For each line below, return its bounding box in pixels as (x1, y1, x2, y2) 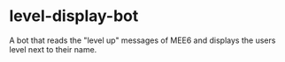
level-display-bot (9, 6, 139, 26)
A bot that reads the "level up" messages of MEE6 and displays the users (9, 35, 276, 45)
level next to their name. (9, 44, 97, 54)
